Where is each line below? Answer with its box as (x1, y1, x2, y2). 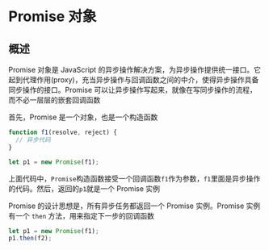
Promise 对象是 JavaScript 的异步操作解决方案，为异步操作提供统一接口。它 (8, 65, 261, 74)
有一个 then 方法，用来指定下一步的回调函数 (8, 210, 155, 220)
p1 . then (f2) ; (8, 235, 53, 243)
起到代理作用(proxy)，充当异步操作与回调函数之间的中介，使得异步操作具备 (8, 75, 259, 85)
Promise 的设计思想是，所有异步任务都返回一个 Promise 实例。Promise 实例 (8, 201, 261, 210)
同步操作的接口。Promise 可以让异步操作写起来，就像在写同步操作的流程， (8, 85, 257, 94)
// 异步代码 (15, 135, 51, 144)
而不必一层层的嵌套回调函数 (8, 95, 101, 105)
